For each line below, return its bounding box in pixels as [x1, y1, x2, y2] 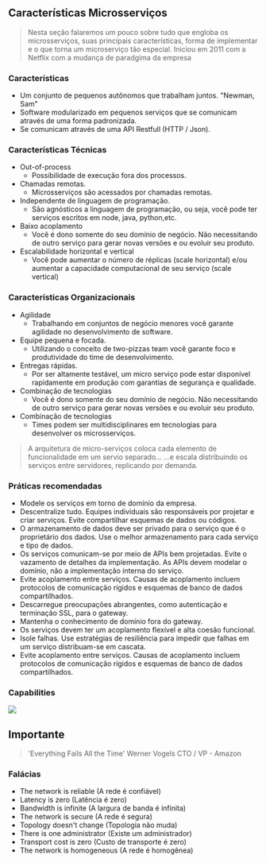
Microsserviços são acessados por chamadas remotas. [31, 188, 213, 197]
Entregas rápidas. [19, 361, 78, 370]
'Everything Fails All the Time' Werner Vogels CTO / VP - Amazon [27, 749, 242, 758]
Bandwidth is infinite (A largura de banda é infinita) [19, 803, 187, 813]
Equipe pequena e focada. [19, 335, 106, 345]
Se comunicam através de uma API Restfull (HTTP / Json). [19, 125, 210, 134]
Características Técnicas [8, 145, 107, 156]
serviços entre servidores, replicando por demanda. [27, 460, 199, 470]
